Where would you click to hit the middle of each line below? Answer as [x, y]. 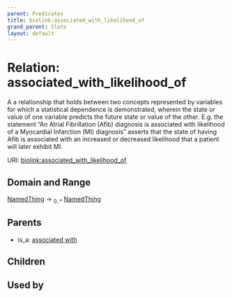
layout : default [31, 33]
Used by [25, 285]
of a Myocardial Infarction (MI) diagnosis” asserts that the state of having [112, 132]
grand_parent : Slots [37, 27]
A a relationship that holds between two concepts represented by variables [115, 102]
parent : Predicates [36, 14]
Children [26, 262]
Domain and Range [49, 182]
